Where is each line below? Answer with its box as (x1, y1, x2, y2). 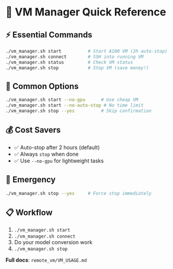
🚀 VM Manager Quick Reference (5, 5, 166, 19)
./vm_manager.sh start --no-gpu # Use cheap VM (5, 97, 139, 103)
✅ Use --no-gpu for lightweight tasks (14, 157, 104, 164)
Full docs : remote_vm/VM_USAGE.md (5, 257, 87, 264)
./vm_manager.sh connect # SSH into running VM (5, 53, 144, 60)
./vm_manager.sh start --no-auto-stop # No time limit (5, 103, 144, 108)
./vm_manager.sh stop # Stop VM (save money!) (5, 65, 149, 71)
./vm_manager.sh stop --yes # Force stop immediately (5, 190, 152, 196)
